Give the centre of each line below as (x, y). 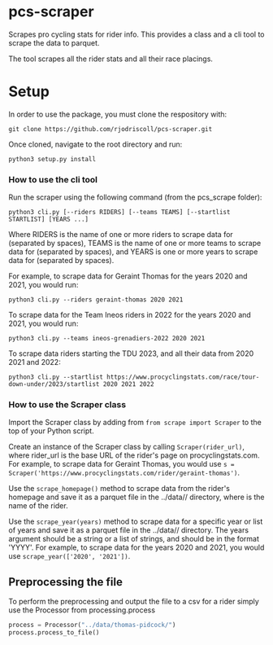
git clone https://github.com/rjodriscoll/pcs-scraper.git (110, 129)
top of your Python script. (52, 431)
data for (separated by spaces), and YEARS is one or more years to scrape (133, 252)
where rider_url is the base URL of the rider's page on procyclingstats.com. (134, 455)
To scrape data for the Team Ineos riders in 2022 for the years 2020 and (130, 315)
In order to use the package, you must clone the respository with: (118, 114)
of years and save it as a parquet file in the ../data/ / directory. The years (129, 530)
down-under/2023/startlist (54, 384)
